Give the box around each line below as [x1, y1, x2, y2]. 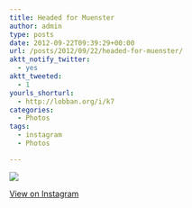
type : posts [9, 30, 54, 39]
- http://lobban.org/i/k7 [17, 96, 115, 106]
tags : [9, 122, 30, 131]
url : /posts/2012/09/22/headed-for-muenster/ [9, 47, 183, 56]
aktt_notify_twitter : [9, 55, 91, 64]
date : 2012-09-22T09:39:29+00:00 [9, 38, 135, 48]
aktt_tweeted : [9, 72, 63, 81]
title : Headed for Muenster [9, 13, 115, 23]
